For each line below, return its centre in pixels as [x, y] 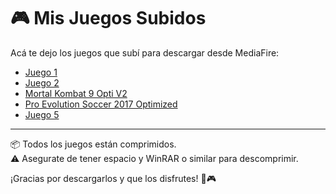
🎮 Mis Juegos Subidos [108, 18]
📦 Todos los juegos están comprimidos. [93, 144]
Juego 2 [42, 82]
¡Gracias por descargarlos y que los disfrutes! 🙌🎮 [113, 178]
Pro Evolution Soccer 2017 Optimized [101, 104]
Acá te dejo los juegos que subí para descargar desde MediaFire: [145, 52]
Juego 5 [42, 114]
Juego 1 [41, 72]
